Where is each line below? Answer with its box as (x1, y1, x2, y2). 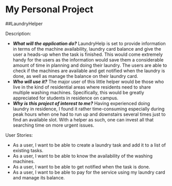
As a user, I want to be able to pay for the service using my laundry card (12, 169, 165, 175)
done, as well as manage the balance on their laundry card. (12, 73, 139, 79)
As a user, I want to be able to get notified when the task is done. (12, 163, 150, 170)
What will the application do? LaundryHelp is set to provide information (12, 40, 166, 47)
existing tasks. (12, 147, 44, 153)
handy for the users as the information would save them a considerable (12, 56, 164, 63)
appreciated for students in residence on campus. (12, 95, 119, 101)
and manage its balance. (12, 174, 65, 180)
